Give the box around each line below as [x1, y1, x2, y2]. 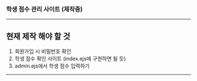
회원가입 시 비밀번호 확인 [14, 48, 72, 55]
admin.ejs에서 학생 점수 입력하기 [14, 62, 90, 69]
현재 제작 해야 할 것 [6, 31, 70, 41]
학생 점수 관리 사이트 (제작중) [6, 5, 83, 13]
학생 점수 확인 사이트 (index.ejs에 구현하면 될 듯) [14, 55, 126, 62]
